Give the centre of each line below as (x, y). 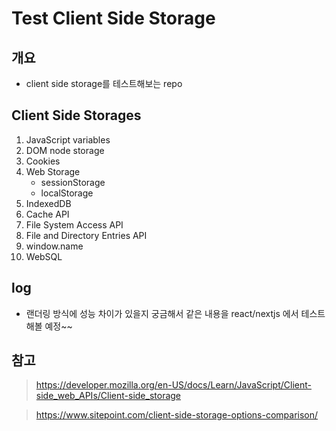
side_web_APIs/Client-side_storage (108, 396)
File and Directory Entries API (86, 235)
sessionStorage (73, 182)
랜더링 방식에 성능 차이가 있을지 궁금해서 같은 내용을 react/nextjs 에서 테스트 (175, 313)
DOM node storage (65, 150)
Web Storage (53, 171)
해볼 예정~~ (49, 326)
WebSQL (44, 256)
